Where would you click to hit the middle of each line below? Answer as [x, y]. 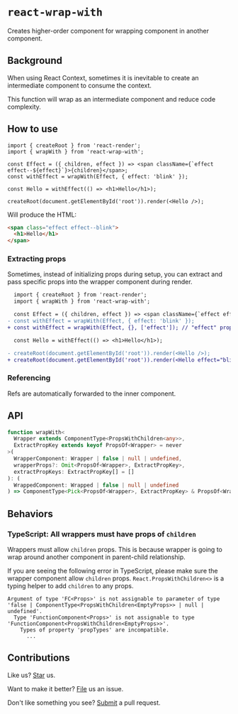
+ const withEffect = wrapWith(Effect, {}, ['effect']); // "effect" [112, 328]
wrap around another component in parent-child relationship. [96, 557]
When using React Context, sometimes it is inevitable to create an [103, 77]
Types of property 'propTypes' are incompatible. [95, 630]
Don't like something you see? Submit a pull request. [84, 703]
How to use [33, 129]
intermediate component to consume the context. [80, 85]
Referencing [29, 378]
